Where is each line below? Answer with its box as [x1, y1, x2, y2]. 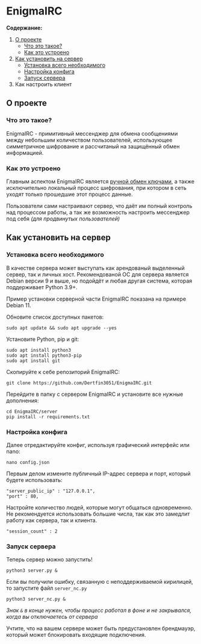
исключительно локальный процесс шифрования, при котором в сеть [6, 184, 187, 191]
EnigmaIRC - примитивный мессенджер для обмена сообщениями [6, 130, 178, 137]
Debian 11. [6, 301, 31, 308]
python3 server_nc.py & [6, 596, 66, 602]
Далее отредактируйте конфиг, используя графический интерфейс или [6, 441, 190, 448]
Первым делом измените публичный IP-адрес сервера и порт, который [6, 470, 191, 477]
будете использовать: [6, 476, 63, 483]
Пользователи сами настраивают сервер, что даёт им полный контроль [6, 202, 193, 209]
